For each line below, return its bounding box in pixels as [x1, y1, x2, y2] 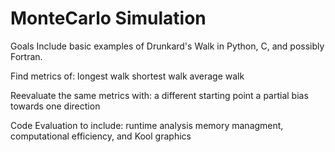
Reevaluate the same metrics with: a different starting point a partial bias [10, 89, 309, 101]
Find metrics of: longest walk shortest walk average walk [10, 70, 245, 82]
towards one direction [10, 100, 101, 112]
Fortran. [10, 50, 43, 62]
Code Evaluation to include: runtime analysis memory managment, [10, 119, 284, 131]
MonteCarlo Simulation [10, 7, 207, 30]
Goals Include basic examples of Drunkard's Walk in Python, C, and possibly [10, 40, 325, 52]
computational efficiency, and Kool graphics [10, 130, 192, 142]
